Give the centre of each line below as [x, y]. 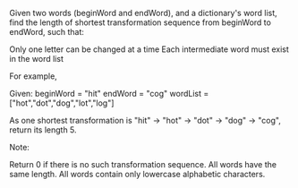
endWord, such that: [47, 32]
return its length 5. [43, 130]
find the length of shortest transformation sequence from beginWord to [140, 22]
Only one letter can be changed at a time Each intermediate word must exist [149, 49]
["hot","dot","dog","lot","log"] [62, 103]
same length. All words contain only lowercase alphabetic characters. [137, 174]
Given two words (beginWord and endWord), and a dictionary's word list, [143, 13]
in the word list [37, 59]
